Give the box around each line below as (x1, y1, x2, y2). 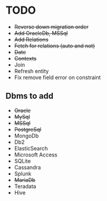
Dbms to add (5, 91, 54, 101)
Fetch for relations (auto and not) (14, 42, 96, 49)
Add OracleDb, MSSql (14, 29, 68, 36)
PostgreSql (14, 125, 42, 133)
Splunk (14, 170, 32, 177)
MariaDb (14, 176, 36, 183)
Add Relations (14, 36, 49, 43)
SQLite (14, 157, 31, 164)
